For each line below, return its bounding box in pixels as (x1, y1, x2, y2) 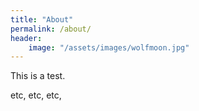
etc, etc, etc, (10, 89, 62, 101)
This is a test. (10, 70, 66, 82)
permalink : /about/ (10, 24, 92, 34)
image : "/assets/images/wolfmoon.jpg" (28, 42, 190, 53)
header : (10, 33, 43, 43)
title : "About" (10, 14, 74, 25)
